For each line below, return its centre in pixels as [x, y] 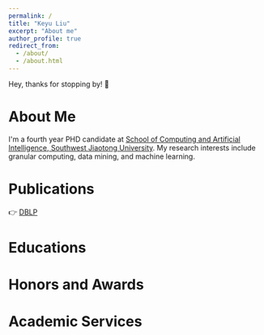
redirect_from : [34, 46]
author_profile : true [45, 38]
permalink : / [30, 16]
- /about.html [39, 61]
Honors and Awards [76, 285]
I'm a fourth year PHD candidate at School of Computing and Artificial [124, 139]
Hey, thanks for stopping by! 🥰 [59, 84]
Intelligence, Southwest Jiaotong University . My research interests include [132, 147]
